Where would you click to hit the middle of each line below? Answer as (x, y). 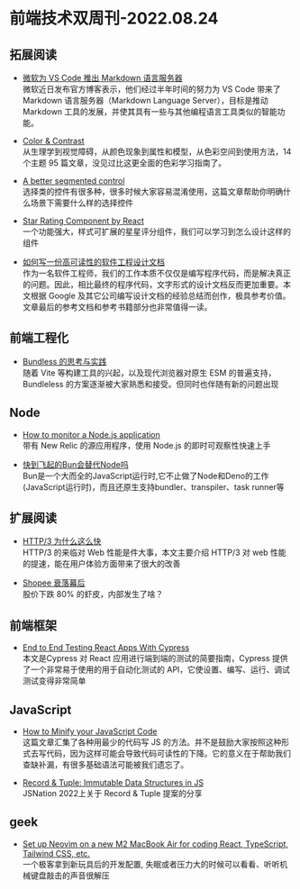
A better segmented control (73, 181)
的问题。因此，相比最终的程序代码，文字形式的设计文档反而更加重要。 (153, 284)
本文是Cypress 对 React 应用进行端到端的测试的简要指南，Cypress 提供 (155, 658)
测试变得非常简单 (54, 681)
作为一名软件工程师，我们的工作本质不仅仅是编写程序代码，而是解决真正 (156, 273)
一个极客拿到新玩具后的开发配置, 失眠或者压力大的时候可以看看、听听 (151, 864)
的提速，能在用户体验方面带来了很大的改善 (101, 564)
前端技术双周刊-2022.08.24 (114, 18)
